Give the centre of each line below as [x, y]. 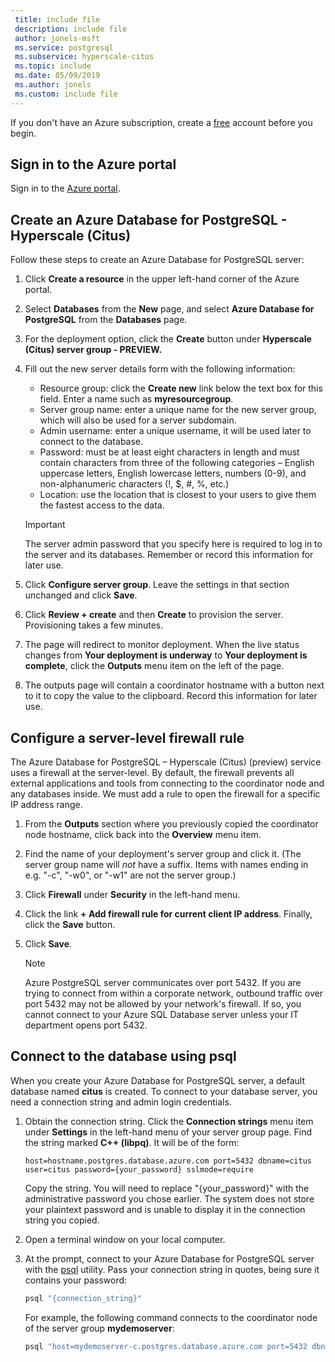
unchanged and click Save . [81, 595]
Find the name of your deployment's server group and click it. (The [163, 854]
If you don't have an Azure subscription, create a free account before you [161, 122]
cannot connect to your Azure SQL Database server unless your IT [162, 1015]
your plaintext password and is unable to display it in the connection [165, 1209]
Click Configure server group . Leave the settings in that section [157, 585]
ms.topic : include [53, 66]
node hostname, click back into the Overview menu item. [143, 835]
